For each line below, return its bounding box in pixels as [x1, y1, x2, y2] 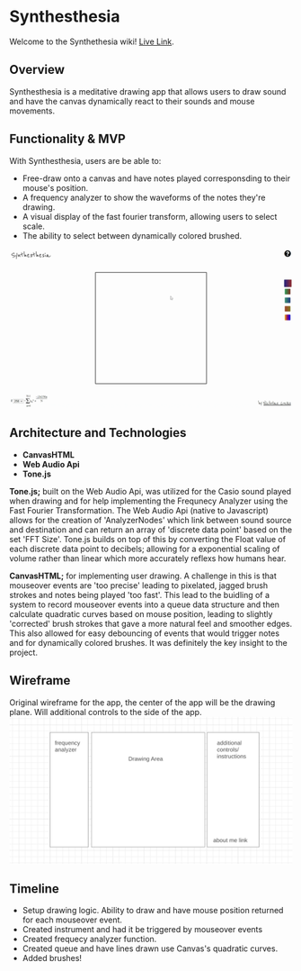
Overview [9, 62, 66, 77]
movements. [9, 105, 56, 116]
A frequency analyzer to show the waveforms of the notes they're [22, 192, 266, 203]
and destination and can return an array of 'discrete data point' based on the [9, 524, 293, 535]
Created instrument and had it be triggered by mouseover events [22, 924, 263, 935]
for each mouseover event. [22, 914, 123, 925]
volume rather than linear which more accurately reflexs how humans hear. [9, 552, 287, 564]
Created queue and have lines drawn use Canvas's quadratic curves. [22, 943, 279, 954]
